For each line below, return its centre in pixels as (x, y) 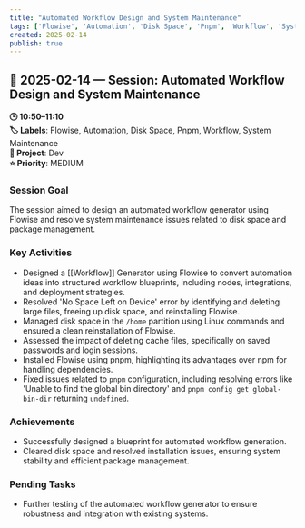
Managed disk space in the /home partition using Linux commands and (153, 321)
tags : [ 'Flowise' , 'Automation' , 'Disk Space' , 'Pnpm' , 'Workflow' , (142, 26)
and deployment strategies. (74, 292)
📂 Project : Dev (36, 153)
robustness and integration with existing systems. (115, 513)
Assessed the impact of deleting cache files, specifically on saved (146, 340)
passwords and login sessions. (80, 350)
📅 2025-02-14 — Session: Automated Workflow (147, 80)
